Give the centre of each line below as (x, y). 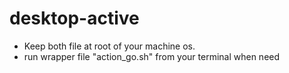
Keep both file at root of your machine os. (109, 46)
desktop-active (74, 18)
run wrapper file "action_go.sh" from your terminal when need (152, 56)
